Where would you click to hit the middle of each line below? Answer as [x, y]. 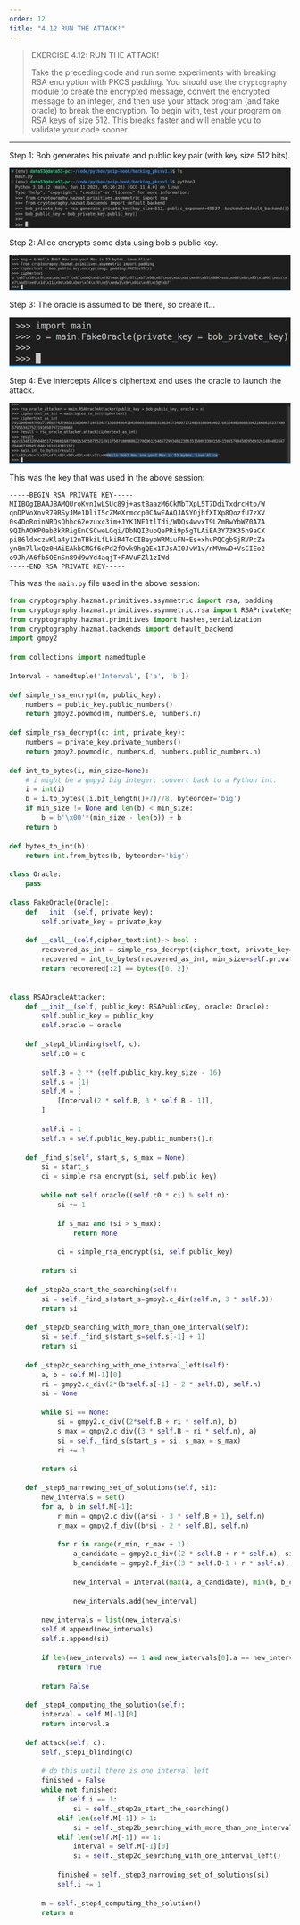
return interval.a [75, 1724]
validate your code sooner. [80, 129]
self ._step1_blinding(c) [87, 1752]
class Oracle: [36, 874]
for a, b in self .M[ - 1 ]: [87, 1507]
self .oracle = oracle [82, 1026]
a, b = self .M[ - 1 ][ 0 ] [82, 1375]
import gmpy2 [33, 639]
